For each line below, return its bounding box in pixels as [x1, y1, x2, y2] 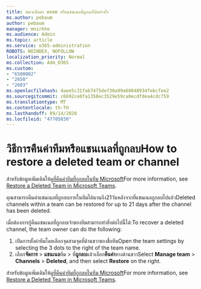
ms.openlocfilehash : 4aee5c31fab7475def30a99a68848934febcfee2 [6, 88, 170, 94]
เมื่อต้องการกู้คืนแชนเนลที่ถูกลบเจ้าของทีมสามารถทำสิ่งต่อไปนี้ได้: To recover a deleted [6, 219, 184, 226]
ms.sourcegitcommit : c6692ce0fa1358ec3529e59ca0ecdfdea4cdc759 [6, 93, 170, 99]
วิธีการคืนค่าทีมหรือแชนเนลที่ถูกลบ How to [6, 142, 177, 156]
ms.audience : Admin [6, 32, 56, 38]
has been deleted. [6, 207, 51, 214]
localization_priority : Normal [6, 54, 85, 60]
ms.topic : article [6, 37, 53, 43]
